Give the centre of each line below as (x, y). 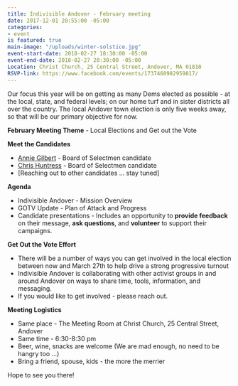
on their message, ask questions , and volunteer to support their (112, 223)
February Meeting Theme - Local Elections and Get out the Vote (102, 130)
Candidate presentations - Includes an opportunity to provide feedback (123, 215)
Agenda (19, 186)
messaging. (34, 288)
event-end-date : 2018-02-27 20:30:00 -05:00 (74, 60)
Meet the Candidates (39, 144)
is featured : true (34, 41)
